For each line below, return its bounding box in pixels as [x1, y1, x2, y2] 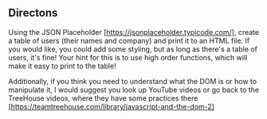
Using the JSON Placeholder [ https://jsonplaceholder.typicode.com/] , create [8, 27, 260, 36]
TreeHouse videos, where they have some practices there [8, 93, 198, 102]
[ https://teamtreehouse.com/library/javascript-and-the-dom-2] [8, 102, 215, 111]
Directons [8, 6, 58, 20]
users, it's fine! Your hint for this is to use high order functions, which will [8, 52, 248, 62]
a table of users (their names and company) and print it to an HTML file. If [8, 36, 250, 45]
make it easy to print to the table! [8, 61, 117, 71]
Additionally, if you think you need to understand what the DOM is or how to [8, 76, 257, 86]
